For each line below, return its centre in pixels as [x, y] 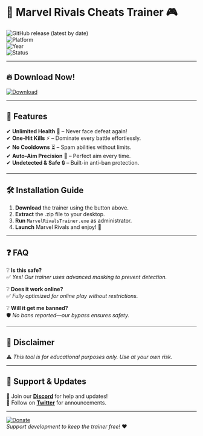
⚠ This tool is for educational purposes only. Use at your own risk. [89, 357]
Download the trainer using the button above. [72, 208]
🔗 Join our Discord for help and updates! [57, 396]
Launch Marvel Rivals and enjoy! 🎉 [58, 227]
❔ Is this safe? [24, 270]
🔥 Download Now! [41, 77]
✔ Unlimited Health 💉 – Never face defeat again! [67, 131]
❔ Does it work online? [35, 289]
